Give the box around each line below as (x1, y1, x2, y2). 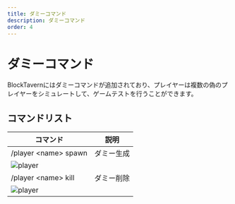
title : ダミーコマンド (7, 10, 67, 18)
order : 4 (7, 23, 33, 30)
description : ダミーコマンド (7, 17, 86, 24)
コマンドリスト (7, 112, 73, 124)
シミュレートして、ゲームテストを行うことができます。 (37, 90, 198, 98)
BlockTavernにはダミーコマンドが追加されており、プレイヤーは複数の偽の (7, 80, 222, 89)
